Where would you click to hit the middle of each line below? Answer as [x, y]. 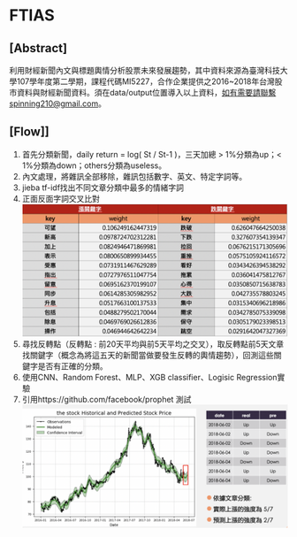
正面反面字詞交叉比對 [61, 198]
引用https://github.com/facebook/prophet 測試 [107, 400]
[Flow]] [30, 132]
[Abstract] [38, 48]
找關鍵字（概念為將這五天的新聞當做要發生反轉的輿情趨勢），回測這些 [148, 356]
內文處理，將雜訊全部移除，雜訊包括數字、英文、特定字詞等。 [134, 176]
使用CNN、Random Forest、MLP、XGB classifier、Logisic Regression [149, 378]
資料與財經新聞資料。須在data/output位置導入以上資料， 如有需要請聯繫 [146, 92]
